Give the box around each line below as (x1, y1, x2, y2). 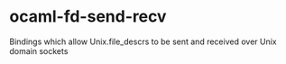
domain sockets (9, 45, 69, 56)
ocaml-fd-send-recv (9, 6, 167, 27)
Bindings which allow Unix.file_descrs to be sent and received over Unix (9, 36, 277, 47)
